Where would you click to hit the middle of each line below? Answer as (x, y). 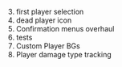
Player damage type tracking (64, 54)
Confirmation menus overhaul (65, 29)
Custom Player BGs (48, 46)
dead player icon (44, 20)
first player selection (50, 12)
